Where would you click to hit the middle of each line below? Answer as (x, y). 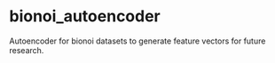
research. (27, 50)
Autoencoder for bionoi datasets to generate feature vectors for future (137, 41)
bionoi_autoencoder (85, 16)
